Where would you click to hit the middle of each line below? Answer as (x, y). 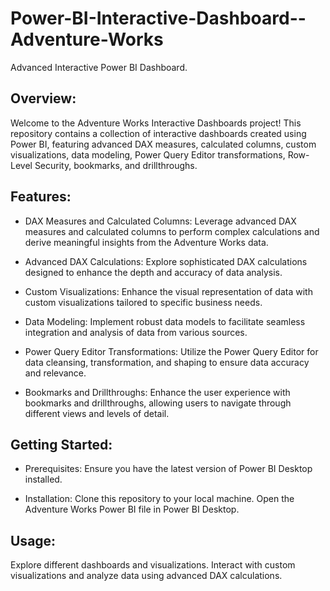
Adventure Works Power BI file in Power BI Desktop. (132, 509)
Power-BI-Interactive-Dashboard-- (158, 18)
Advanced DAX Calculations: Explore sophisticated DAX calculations (166, 261)
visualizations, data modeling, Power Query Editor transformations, (148, 154)
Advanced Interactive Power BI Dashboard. (99, 67)
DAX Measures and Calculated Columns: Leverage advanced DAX (160, 221)
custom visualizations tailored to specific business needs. (143, 302)
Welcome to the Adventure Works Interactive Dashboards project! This (156, 123)
